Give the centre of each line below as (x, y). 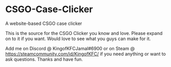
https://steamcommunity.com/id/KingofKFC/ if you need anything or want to (86, 54)
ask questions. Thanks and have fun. (44, 59)
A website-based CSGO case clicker (44, 23)
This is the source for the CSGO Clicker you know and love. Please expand (84, 33)
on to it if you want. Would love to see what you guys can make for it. (78, 39)
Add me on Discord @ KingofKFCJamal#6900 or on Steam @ (70, 48)
